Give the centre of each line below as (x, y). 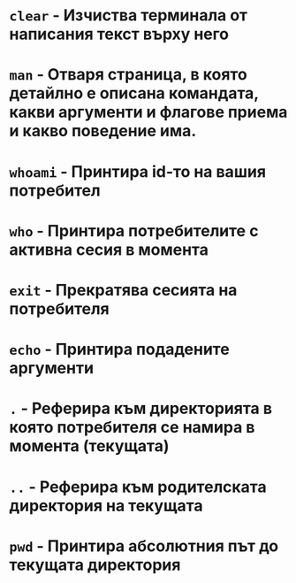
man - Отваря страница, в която (128, 75)
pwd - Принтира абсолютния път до (144, 546)
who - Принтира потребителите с (134, 230)
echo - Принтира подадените (119, 349)
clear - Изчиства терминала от (129, 15)
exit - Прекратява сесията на (123, 290)
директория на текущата (106, 506)
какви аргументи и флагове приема (148, 112)
